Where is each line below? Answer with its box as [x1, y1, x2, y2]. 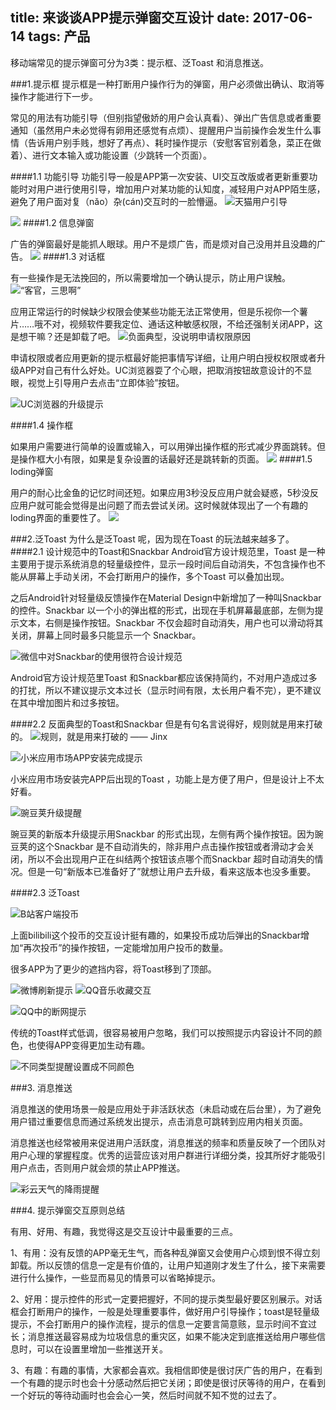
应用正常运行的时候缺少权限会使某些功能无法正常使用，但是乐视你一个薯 [10, 305, 308, 317]
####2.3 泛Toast [10, 886, 80, 898]
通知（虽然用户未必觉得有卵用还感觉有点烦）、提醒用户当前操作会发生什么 [10, 124, 313, 136]
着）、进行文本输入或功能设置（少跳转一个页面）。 [10, 149, 212, 161]
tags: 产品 [28, 28, 91, 45]
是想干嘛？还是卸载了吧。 [10, 330, 116, 342]
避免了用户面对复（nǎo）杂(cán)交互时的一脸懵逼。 [10, 195, 223, 207]
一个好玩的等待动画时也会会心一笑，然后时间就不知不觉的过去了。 [10, 1389, 282, 1401]
